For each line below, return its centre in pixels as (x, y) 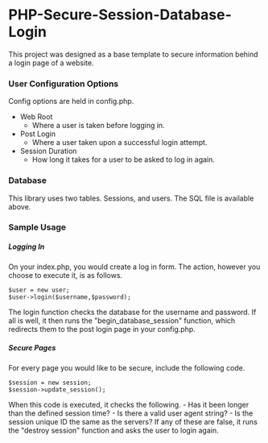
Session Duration (48, 151)
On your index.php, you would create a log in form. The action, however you (134, 267)
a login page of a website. (51, 63)
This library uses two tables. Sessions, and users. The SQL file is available (131, 198)
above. (20, 206)
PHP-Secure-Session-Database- (120, 15)
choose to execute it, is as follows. (66, 275)
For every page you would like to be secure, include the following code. (127, 368)
